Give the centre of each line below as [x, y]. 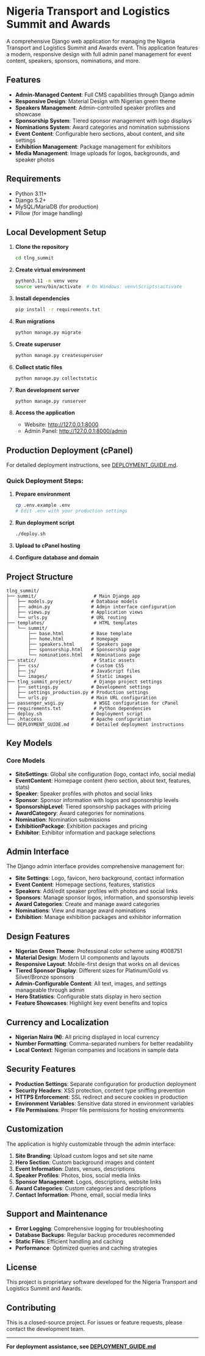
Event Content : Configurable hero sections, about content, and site [100, 133]
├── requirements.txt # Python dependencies [79, 708]
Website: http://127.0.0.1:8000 [61, 425]
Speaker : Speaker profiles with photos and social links [84, 794]
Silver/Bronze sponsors [45, 977]
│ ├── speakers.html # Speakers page [69, 644]
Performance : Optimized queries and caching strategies [86, 1248]
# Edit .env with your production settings [71, 511]
